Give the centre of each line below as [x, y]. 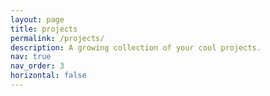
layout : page [37, 19]
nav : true [31, 57]
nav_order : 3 [37, 66]
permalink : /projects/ [57, 38]
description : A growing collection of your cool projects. [136, 47]
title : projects [44, 29]
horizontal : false [48, 76]
